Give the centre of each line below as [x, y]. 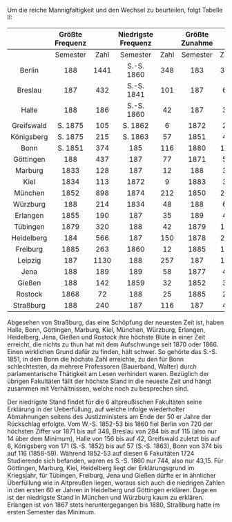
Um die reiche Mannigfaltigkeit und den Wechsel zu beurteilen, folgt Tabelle [115, 10]
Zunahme [197, 43]
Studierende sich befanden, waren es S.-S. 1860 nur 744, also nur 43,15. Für [115, 460]
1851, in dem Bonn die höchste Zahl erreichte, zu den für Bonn [96, 359]
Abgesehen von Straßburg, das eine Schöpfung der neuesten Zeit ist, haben [116, 322]
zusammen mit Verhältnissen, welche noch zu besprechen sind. [98, 389]
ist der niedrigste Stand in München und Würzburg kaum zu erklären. [106, 497]
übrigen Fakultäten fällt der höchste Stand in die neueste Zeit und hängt [109, 381]
